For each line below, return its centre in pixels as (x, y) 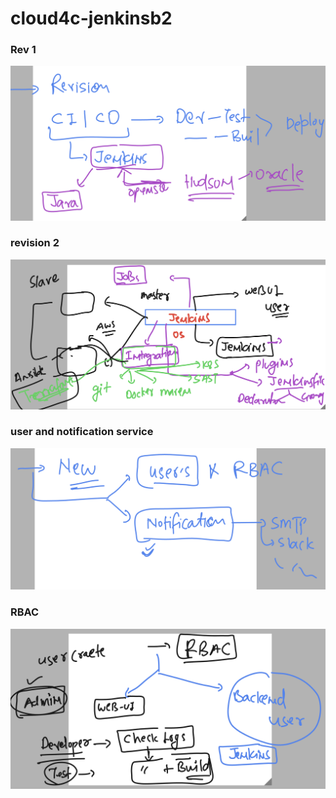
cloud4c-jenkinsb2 (91, 18)
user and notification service (82, 432)
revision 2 (35, 243)
